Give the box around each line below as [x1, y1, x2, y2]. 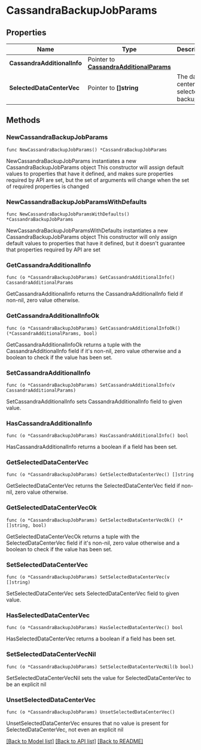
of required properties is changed [6, 183, 89, 190]
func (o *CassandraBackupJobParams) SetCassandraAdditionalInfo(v [6, 382, 175, 388]
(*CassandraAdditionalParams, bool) [6, 330, 98, 336]
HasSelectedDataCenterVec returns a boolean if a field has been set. [6, 635, 176, 642]
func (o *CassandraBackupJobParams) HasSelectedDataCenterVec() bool [6, 625, 184, 631]
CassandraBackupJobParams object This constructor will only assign [6, 233, 178, 240]
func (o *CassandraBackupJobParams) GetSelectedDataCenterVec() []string [6, 472, 194, 478]
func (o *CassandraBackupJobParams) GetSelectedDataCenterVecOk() [6, 517, 175, 523]
